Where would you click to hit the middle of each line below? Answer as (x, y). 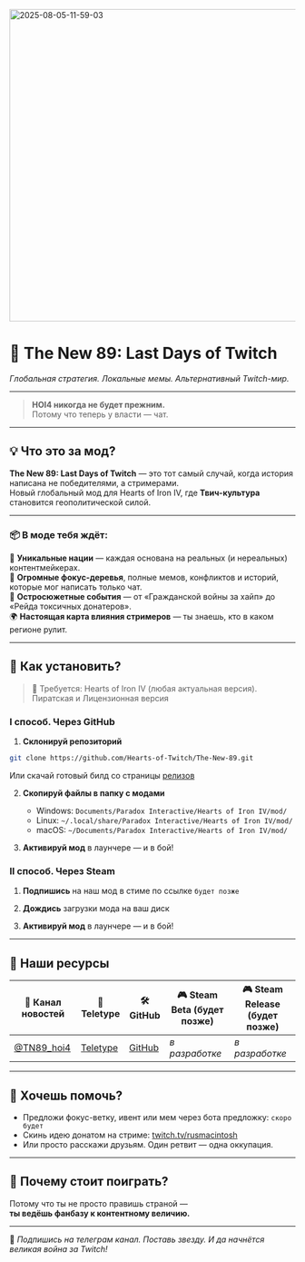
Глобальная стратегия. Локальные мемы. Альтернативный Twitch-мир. (149, 378)
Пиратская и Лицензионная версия (100, 698)
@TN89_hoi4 (42, 1048)
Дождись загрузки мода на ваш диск (96, 909)
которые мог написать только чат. (76, 587)
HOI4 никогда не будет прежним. (98, 404)
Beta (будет (197, 1010)
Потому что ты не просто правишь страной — (99, 1203)
